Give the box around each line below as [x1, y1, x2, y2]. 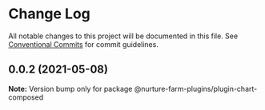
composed [8, 92, 44, 102]
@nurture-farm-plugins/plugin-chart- [134, 84, 258, 93]
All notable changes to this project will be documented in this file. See [8, 31, 239, 41]
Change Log [8, 5, 90, 23]
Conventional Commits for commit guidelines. [8, 39, 159, 49]
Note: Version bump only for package [8, 84, 133, 93]
